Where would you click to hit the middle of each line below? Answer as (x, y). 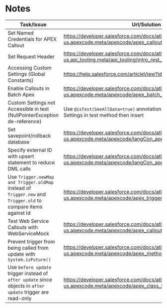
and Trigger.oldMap (31, 182)
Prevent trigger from (31, 241)
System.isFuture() (29, 259)
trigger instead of (28, 273)
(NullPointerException (33, 115)
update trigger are (28, 292)
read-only (20, 298)
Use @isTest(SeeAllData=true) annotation (112, 109)
